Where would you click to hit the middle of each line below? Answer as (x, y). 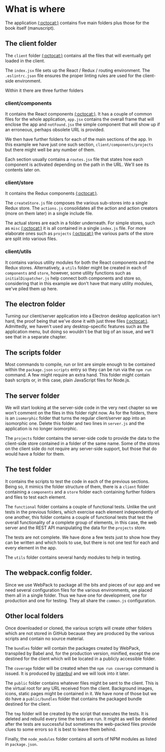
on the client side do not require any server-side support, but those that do (81, 449)
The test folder (28, 470)
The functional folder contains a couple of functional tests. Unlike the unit (81, 506)
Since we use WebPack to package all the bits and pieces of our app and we (83, 585)
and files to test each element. (36, 497)
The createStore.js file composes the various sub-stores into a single (76, 203)
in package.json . (21, 744)
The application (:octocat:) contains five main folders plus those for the (77, 23)
